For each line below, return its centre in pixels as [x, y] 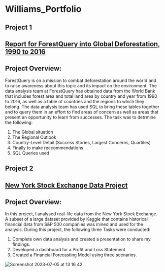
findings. [21, 244]
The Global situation [33, 132]
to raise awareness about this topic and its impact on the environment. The [81, 85]
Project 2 [19, 169]
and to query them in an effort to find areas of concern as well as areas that [82, 112]
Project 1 [18, 27]
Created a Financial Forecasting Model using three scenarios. [74, 255]
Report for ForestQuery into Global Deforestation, [82, 44]
